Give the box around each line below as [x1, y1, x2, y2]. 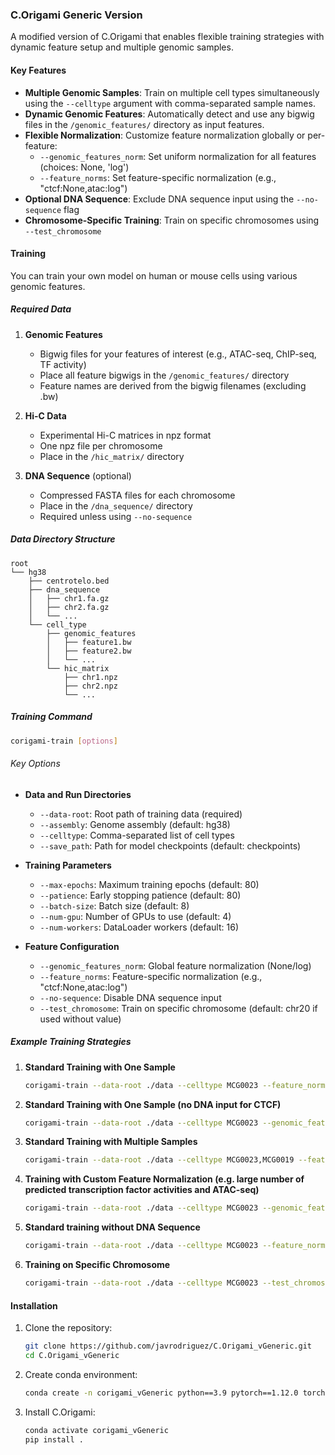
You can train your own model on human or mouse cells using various [10, 269, 298, 282]
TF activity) [39, 358, 87, 370]
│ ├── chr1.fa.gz [28, 593, 110, 603]
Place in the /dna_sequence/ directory [39, 499, 193, 512]
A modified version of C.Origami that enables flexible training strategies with [10, 31, 325, 43]
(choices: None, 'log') [39, 161, 130, 173]
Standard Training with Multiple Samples [24, 1136, 198, 1148]
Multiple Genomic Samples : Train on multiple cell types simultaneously [24, 86, 320, 98]
